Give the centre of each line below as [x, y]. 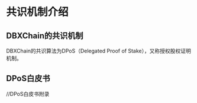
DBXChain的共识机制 [45, 36]
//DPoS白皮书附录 [28, 94]
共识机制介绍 [38, 12]
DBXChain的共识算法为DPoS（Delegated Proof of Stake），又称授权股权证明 [98, 51]
